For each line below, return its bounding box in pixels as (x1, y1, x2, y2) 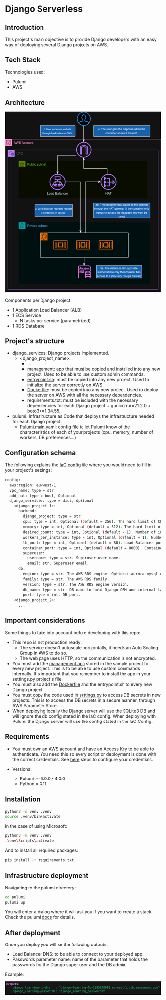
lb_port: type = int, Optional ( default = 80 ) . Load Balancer (23, 540, 154, 545)
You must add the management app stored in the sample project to (12, 660, 149, 666)
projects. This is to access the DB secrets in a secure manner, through (12, 697, 156, 703)
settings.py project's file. (12, 676, 63, 682)
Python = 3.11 (19, 780, 47, 786)
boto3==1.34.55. (27, 408, 61, 414)
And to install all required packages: (5, 847, 78, 853)
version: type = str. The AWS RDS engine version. (23, 582, 129, 587)
